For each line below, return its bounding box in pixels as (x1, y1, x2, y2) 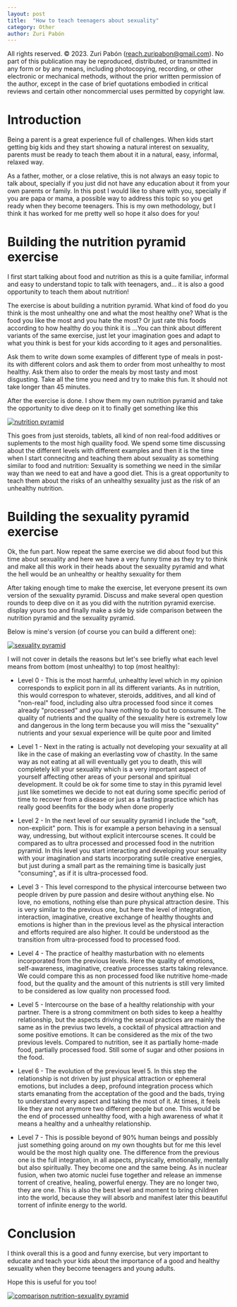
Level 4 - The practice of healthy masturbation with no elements (17, 949, 205, 958)
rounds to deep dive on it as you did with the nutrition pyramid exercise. (7, 599, 217, 607)
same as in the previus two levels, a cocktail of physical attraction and (17, 1023, 221, 1032)
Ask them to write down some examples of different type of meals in (7, 353, 206, 361)
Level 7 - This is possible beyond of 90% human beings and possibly (17, 1134, 219, 1142)
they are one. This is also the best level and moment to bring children (17, 1186, 219, 1194)
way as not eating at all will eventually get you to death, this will (17, 758, 202, 766)
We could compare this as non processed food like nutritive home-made (17, 971, 228, 981)
